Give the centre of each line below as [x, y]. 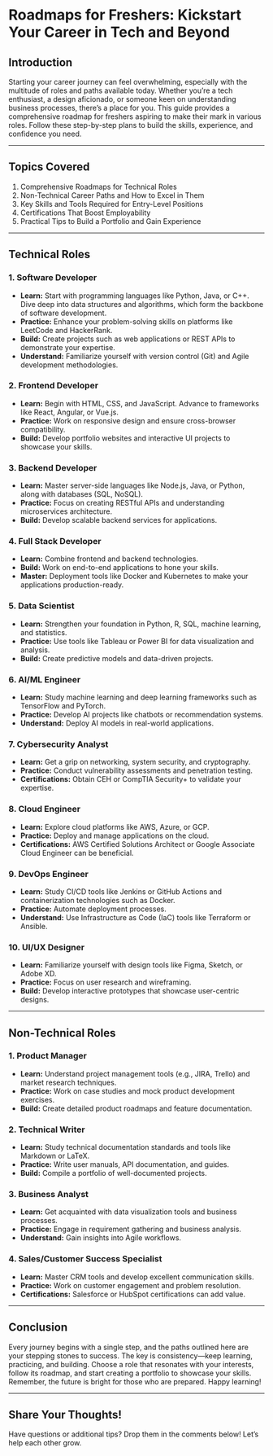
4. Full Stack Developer [55, 542]
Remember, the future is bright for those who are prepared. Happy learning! [135, 1381]
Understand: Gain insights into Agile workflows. [100, 1238]
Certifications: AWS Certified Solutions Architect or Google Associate [137, 844]
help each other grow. [45, 1443]
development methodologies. [69, 365]
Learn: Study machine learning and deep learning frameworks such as [139, 697]
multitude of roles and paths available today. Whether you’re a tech [121, 90]
